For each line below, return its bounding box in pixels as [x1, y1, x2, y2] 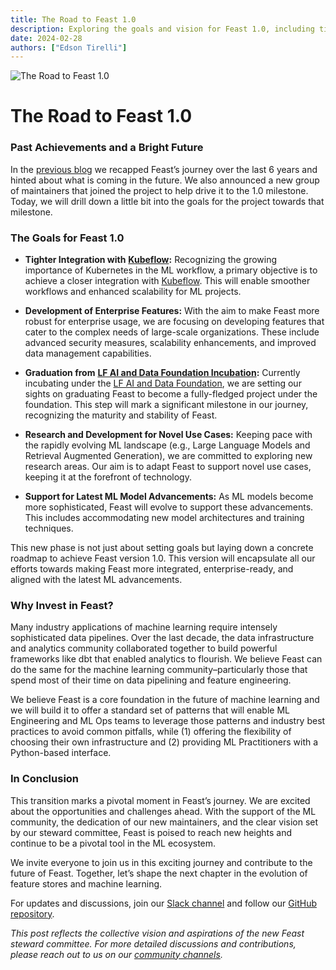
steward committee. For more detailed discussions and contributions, [10, 937, 297, 950]
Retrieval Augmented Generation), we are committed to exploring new [24, 450, 313, 462]
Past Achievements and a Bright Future [10, 141, 204, 155]
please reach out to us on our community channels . [10, 948, 223, 960]
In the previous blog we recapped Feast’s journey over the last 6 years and [10, 163, 318, 175]
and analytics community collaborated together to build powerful [10, 642, 278, 655]
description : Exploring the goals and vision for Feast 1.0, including [10, 24, 315, 34]
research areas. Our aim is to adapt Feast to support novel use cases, [24, 461, 312, 473]
